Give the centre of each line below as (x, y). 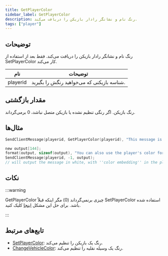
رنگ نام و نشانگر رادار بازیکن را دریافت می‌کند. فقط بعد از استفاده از (69, 56)
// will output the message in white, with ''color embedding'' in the (81, 163)
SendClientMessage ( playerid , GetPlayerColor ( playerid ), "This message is (84, 139)
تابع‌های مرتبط (24, 231)
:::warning (15, 190)
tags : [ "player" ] (23, 24)
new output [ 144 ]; (23, 148)
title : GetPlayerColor (29, 10)
